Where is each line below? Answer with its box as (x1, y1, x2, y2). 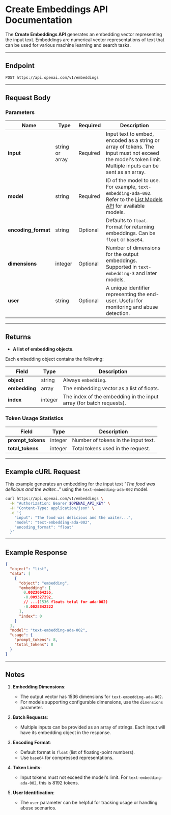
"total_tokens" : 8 (14, 642, 53, 647)
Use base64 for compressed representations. (20, 754, 114, 761)
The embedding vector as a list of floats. (63, 385, 159, 392)
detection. (106, 310, 130, 317)
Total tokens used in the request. (72, 445, 150, 452)
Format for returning (106, 223, 154, 230)
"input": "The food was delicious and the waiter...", (14, 515, 133, 520)
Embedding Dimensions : (12, 684, 66, 690)
